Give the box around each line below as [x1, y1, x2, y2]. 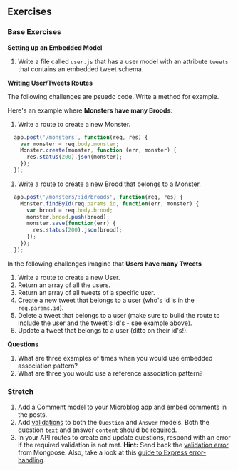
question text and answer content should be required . [17, 425, 177, 434]
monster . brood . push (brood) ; [26, 213, 110, 220]
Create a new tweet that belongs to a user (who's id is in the [17, 296, 195, 304]
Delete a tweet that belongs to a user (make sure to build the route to [17, 311, 220, 319]
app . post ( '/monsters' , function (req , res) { [14, 133, 148, 141]
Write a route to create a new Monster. [17, 120, 131, 128]
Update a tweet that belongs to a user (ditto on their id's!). [17, 326, 189, 334]
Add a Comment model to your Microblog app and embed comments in [17, 403, 227, 412]
